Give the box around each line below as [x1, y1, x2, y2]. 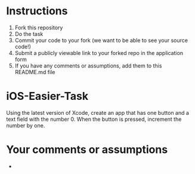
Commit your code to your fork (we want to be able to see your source [14, 36, 188, 44]
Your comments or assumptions [6, 143, 168, 157]
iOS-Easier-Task [6, 90, 88, 103]
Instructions [6, 4, 68, 18]
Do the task [14, 30, 44, 37]
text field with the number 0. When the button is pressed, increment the [6, 115, 182, 123]
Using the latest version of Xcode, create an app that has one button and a [6, 109, 190, 116]
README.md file [14, 68, 55, 75]
